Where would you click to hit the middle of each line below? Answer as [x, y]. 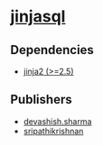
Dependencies [52, 50]
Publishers [41, 100]
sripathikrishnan [53, 131]
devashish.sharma [57, 121]
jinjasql [38, 17]
